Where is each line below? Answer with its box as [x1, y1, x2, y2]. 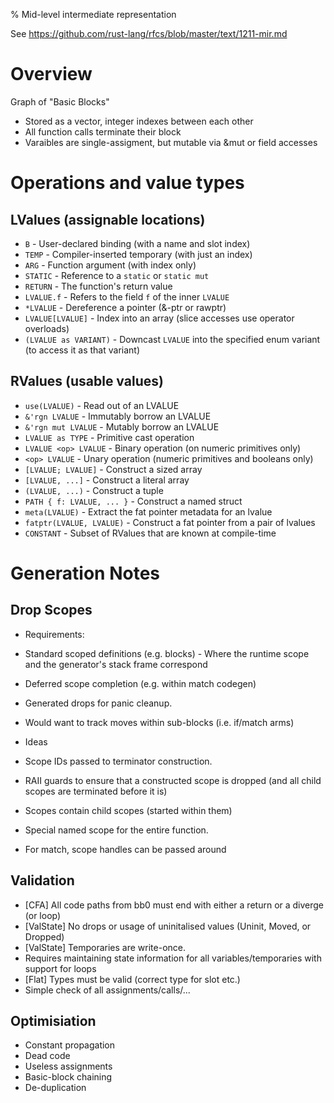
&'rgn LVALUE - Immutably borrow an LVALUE [24, 410, 212, 422]
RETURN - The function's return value [24, 280, 173, 292]
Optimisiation [10, 1012, 97, 1029]
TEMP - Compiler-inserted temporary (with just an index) [24, 248, 253, 260]
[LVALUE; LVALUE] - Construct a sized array [24, 463, 203, 475]
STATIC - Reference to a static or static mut [24, 269, 210, 281]
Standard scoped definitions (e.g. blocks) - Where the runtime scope [24, 647, 310, 659]
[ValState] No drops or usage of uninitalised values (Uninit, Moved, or [24, 920, 312, 932]
